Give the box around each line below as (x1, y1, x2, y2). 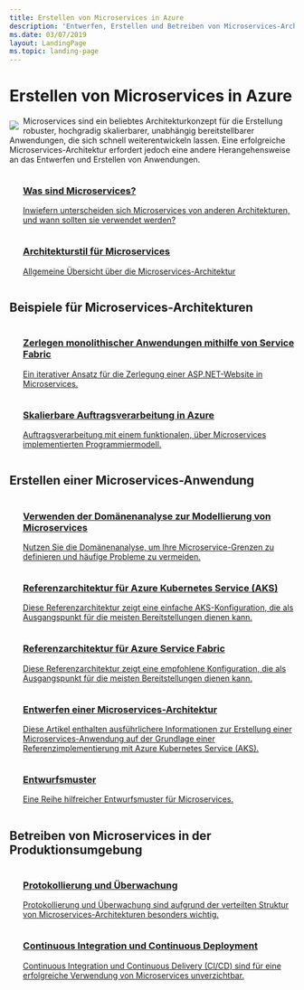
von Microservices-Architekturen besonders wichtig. (22, 910, 220, 920)
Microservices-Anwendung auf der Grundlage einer (22, 733, 215, 744)
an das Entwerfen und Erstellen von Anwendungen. (9, 155, 201, 165)
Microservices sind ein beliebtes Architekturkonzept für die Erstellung (23, 116, 283, 127)
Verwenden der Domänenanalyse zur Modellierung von (22, 510, 271, 523)
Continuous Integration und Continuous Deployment (22, 939, 258, 952)
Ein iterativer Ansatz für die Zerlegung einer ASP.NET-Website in (22, 368, 263, 380)
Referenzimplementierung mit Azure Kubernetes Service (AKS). (22, 743, 260, 754)
